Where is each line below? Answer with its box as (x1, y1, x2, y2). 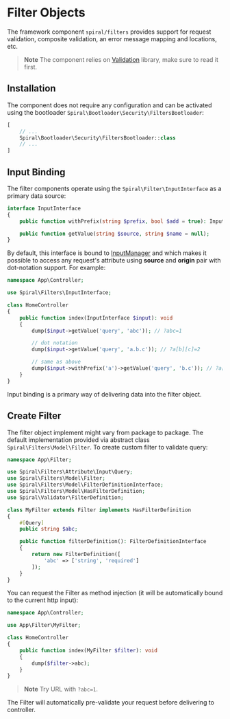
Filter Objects (7, 5, 86, 21)
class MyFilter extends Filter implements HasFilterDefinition (7, 507, 192, 513)
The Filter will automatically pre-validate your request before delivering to (7, 698, 214, 707)
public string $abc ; (19, 526, 78, 533)
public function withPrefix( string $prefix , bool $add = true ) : (19, 218, 207, 225)
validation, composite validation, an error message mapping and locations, (7, 34, 217, 43)
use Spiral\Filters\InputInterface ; (7, 289, 112, 296)
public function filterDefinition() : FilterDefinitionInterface (19, 538, 207, 545)
